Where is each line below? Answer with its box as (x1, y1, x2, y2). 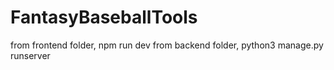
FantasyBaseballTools (10, 6, 198, 29)
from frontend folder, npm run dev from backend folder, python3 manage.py (10, 39, 324, 51)
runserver (10, 49, 51, 61)
